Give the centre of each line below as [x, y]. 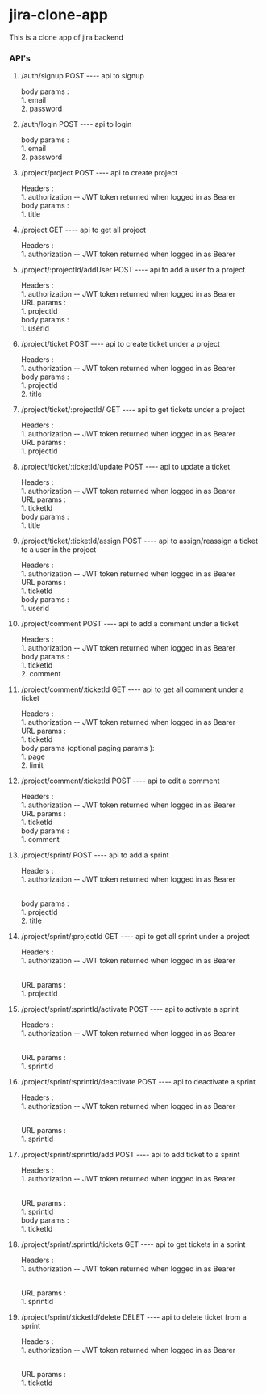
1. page [33, 756]
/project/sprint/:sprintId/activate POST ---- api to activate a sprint [129, 1009]
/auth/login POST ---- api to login [76, 124]
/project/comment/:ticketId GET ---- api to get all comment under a [132, 689]
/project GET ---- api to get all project [83, 230]
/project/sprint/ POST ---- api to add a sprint [95, 855]
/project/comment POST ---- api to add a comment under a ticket [129, 624]
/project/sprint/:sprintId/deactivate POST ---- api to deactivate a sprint [138, 1082]
